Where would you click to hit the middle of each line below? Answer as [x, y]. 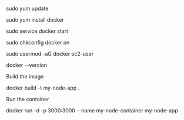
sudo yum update [27, 8]
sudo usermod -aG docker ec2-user [50, 54]
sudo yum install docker [35, 20]
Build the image [25, 76]
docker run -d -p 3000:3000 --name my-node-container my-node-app [92, 110]
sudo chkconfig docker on [38, 42]
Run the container [28, 99]
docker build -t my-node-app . [43, 88]
